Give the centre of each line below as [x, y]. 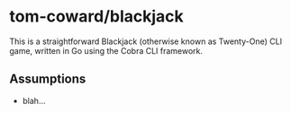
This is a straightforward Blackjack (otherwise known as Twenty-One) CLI [145, 41]
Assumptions [48, 79]
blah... [34, 100]
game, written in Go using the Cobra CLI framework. [106, 50]
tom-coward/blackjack [97, 17]
